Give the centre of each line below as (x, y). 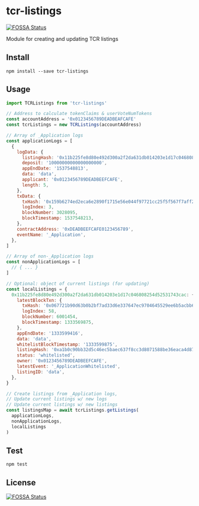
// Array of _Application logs (45, 136)
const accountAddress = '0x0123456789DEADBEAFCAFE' (71, 119)
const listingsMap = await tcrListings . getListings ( (73, 410)
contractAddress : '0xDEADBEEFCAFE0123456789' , (75, 229)
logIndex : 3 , (38, 207)
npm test (17, 464)
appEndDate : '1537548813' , (55, 168)
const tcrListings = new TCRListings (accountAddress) (74, 125)
